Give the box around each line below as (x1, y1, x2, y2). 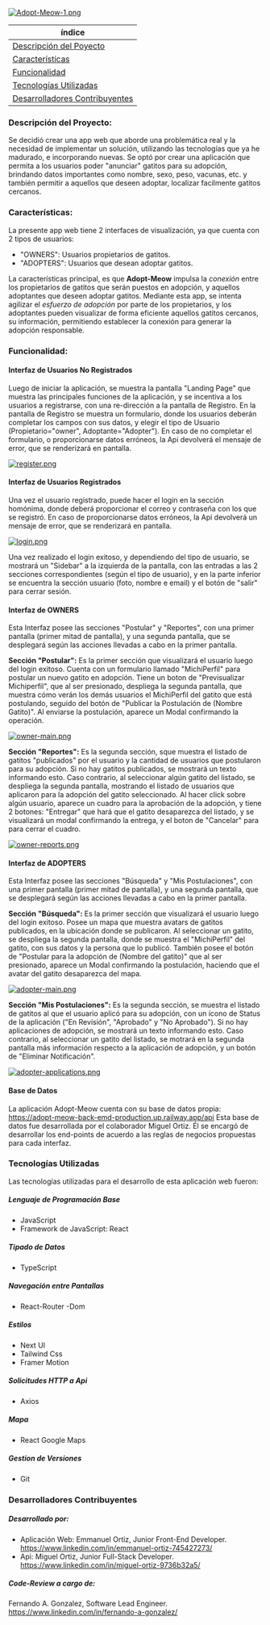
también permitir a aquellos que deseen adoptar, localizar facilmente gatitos (8, 178, 261, 188)
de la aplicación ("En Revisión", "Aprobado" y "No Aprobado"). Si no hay (8, 1017, 248, 1027)
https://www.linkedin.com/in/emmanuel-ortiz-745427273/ (19, 1543, 213, 1552)
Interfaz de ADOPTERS (8, 858, 86, 867)
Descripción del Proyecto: (8, 117, 113, 128)
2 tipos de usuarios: (8, 234, 74, 244)
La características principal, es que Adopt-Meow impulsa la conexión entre (8, 274, 260, 283)
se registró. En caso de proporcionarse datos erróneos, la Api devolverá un (8, 512, 258, 522)
